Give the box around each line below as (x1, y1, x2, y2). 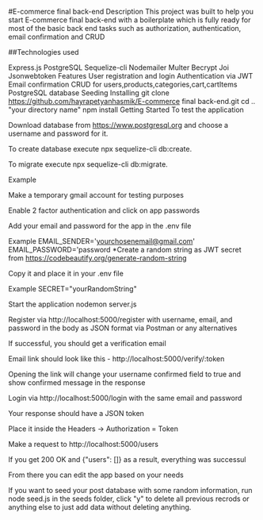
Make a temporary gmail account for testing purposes (8, 191, 185, 199)
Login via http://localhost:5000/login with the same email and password (8, 393, 242, 403)
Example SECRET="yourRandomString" (8, 284, 137, 293)
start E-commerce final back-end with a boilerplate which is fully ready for (8, 15, 251, 25)
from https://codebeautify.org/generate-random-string (8, 253, 188, 263)
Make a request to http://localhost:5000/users (8, 440, 158, 449)
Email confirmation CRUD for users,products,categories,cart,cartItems (8, 79, 238, 89)
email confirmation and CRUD (8, 32, 105, 41)
